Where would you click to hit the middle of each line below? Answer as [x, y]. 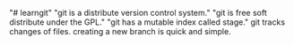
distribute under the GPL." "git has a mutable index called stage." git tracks [147, 22]
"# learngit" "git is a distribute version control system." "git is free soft [138, 13]
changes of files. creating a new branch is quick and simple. [120, 31]
